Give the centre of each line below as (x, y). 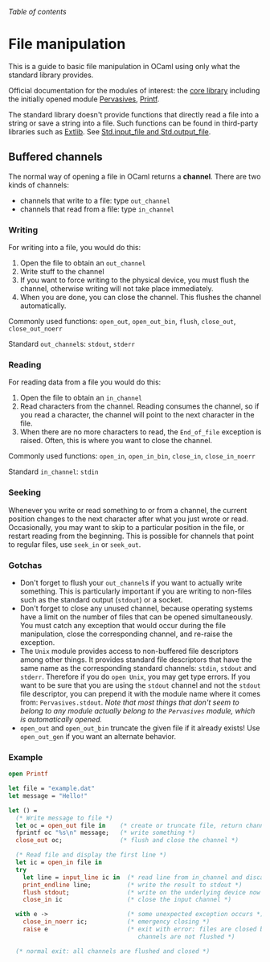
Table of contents (37, 12)
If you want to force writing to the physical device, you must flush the (135, 280)
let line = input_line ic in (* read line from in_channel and (133, 877)
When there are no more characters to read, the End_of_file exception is (141, 432)
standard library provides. (51, 75)
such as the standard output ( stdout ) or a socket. (101, 599)
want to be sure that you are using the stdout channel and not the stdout (140, 685)
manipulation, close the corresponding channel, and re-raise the (126, 634)
